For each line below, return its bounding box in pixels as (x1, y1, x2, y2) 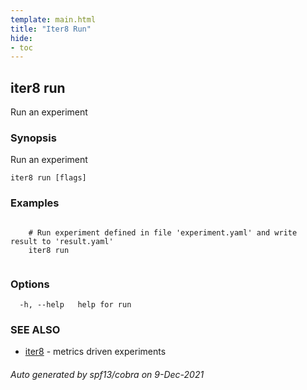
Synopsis (10, 131, 57, 145)
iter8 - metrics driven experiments (24, 346, 167, 358)
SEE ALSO (10, 322, 61, 336)
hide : (10, 33, 33, 43)
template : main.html (10, 14, 97, 25)
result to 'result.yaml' (10, 236, 114, 246)
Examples (10, 196, 60, 210)
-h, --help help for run (19, 299, 132, 310)
